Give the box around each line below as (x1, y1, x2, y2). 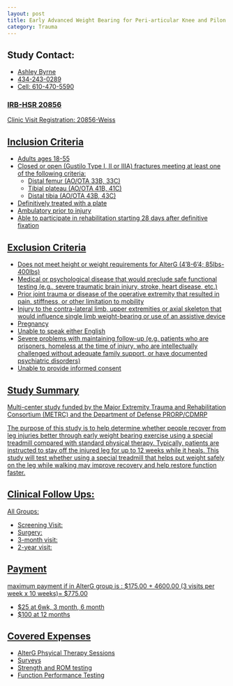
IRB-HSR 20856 (7, 100, 62, 110)
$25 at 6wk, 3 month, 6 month (17, 602, 105, 611)
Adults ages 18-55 (17, 154, 70, 163)
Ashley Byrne (17, 68, 57, 76)
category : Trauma (7, 23, 58, 30)
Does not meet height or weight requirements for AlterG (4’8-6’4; (17, 260, 204, 269)
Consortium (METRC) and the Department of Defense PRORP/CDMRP (7, 410, 208, 418)
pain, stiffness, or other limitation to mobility (17, 298, 144, 306)
